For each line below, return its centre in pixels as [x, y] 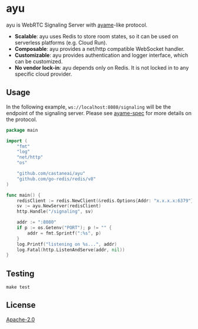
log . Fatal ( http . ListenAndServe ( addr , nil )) [71, 250]
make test [18, 287]
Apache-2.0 [21, 319]
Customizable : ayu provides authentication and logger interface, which [101, 55]
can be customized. [39, 61]
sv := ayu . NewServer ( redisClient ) [59, 206]
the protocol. [22, 119]
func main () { [24, 195]
